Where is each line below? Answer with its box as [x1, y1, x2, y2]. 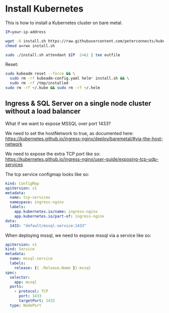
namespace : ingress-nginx [10, 200, 64, 205]
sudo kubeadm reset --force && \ [5, 71, 75, 76]
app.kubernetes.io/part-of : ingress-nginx [14, 214, 105, 219]
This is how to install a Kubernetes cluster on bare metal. [5, 20, 123, 26]
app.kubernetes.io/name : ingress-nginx [14, 209, 98, 214]
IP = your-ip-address [5, 29, 46, 34]
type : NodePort [10, 303, 42, 308]
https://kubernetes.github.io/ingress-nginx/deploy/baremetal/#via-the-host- [5, 136, 163, 142]
